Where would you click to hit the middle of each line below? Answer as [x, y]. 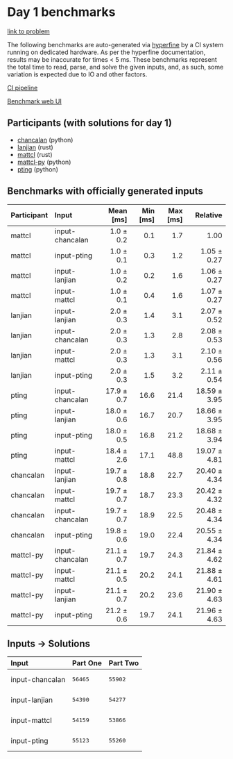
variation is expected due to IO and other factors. [77, 74]
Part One [87, 663]
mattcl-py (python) [44, 162]
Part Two [124, 663]
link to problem [28, 31]
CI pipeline [23, 87]
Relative [209, 215]
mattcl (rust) [35, 154]
